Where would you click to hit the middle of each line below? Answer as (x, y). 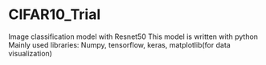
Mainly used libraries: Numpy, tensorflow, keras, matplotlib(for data (119, 44)
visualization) (30, 53)
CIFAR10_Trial (55, 15)
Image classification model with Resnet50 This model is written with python (133, 36)
